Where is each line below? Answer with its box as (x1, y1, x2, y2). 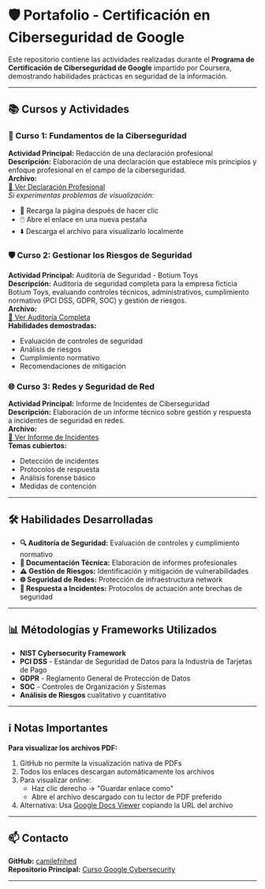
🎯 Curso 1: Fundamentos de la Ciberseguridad (8, 130, 187, 141)
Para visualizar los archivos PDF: (8, 743, 118, 752)
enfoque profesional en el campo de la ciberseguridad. (8, 165, 187, 175)
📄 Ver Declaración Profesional (8, 182, 106, 191)
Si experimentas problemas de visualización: (8, 190, 155, 200)
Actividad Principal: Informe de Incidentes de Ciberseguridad (8, 399, 211, 409)
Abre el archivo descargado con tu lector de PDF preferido (31, 792, 222, 801)
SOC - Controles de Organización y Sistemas (19, 681, 167, 691)
